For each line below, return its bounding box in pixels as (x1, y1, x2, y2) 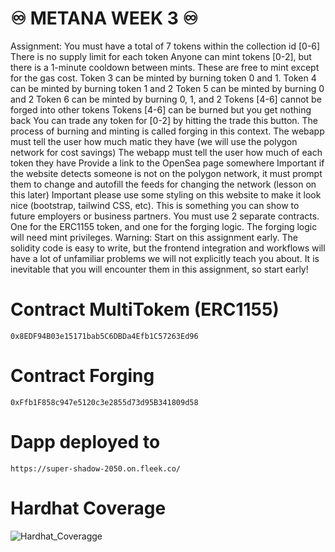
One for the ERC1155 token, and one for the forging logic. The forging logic (10, 220, 318, 232)
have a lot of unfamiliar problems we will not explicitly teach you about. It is (10, 252, 320, 264)
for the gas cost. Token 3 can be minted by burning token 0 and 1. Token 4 (10, 72, 317, 84)
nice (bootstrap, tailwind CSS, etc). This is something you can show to (10, 199, 300, 211)
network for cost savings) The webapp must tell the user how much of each (10, 146, 323, 158)
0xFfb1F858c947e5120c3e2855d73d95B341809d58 (10, 397, 199, 407)
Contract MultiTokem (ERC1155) (10, 298, 280, 321)
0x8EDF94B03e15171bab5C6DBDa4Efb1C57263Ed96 (10, 331, 199, 341)
